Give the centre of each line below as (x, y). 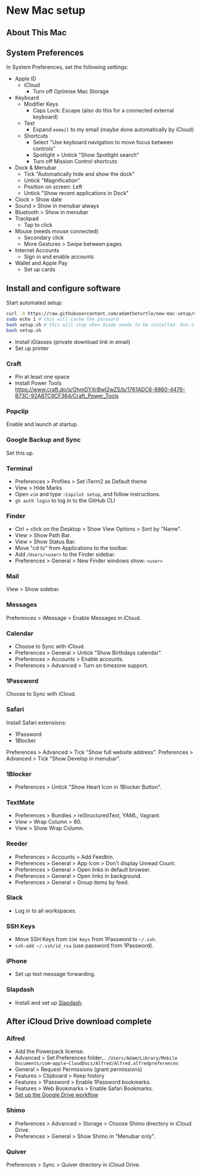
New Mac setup (46, 10)
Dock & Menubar (36, 168)
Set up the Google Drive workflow (57, 1095)
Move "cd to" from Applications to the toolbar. (71, 548)
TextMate (20, 802)
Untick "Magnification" (52, 181)
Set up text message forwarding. (55, 974)
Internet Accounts (37, 250)
